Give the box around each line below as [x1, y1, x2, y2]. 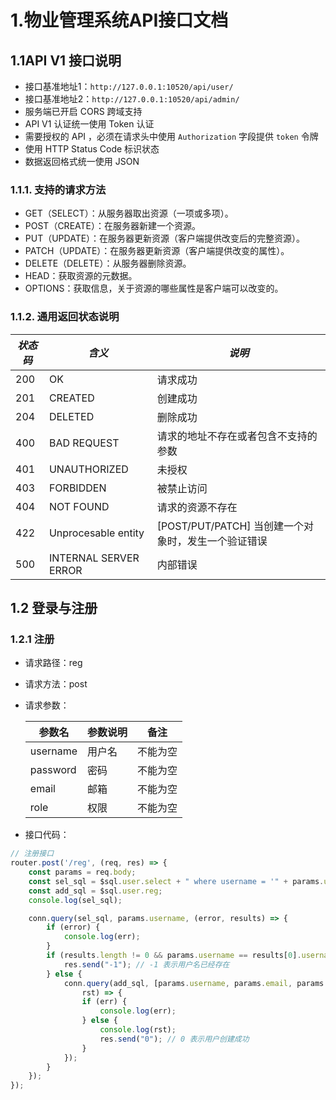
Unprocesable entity [48, 526, 145, 540]
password [29, 763, 77, 777]
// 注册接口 [10, 849, 55, 859]
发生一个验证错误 [186, 534, 268, 548]
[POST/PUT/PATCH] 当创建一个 [156, 519, 304, 533]
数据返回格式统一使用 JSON [24, 156, 140, 167]
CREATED [48, 391, 95, 405]
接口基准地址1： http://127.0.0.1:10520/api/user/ [24, 81, 234, 92]
